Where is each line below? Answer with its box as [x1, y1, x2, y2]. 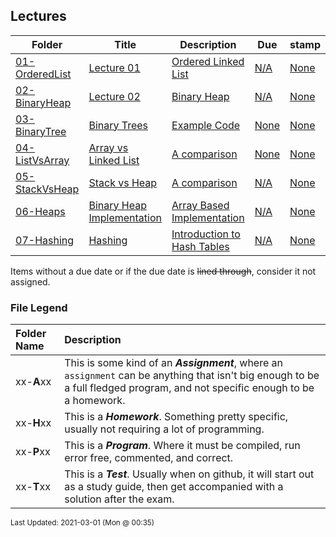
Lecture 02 [88, 89, 141, 103]
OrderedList [15, 67, 72, 81]
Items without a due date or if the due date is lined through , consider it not [10, 265, 317, 277]
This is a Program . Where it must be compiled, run [64, 439, 301, 453]
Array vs [88, 140, 129, 154]
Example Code [171, 118, 241, 132]
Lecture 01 [88, 60, 141, 74]
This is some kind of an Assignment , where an [64, 356, 283, 370]
